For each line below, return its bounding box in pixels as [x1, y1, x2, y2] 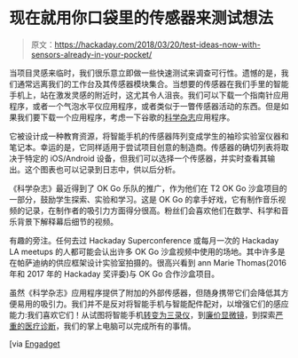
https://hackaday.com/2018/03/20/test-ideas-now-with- [54, 39, 262, 50]
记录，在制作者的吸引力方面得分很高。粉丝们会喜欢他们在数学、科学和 [24, 205, 281, 216]
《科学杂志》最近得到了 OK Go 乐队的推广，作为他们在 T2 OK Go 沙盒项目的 [9, 183, 288, 194]
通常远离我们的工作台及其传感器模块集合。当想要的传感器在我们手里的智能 [16, 78, 289, 89]
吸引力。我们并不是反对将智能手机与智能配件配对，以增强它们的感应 [39, 298, 289, 309]
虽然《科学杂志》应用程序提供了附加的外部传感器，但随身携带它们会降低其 [9, 287, 281, 298]
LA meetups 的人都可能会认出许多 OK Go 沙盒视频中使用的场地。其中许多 [9, 246, 278, 257]
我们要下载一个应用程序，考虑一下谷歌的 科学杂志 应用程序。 [16, 112, 235, 123]
